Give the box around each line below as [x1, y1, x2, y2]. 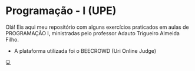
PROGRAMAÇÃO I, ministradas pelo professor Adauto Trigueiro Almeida [5, 29, 180, 36]
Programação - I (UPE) [5, 4, 117, 18]
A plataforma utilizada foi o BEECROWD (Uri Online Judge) [14, 47, 157, 54]
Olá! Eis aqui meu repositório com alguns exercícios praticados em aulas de [5, 23, 189, 31]
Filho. [5, 36, 19, 43]
